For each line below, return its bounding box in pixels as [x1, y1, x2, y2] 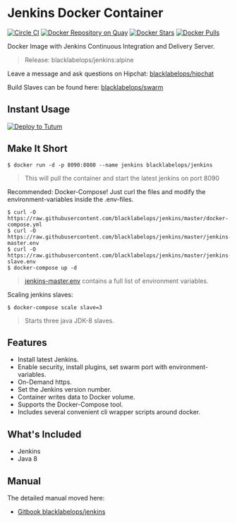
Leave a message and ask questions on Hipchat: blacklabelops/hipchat [7, 69, 214, 78]
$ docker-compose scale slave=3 [7, 303, 102, 311]
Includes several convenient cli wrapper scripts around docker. [17, 408, 201, 416]
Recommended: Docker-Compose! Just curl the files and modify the [7, 187, 206, 196]
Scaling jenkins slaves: [7, 290, 73, 299]
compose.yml [7, 221, 42, 228]
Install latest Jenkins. [17, 355, 79, 364]
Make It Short [7, 143, 68, 155]
